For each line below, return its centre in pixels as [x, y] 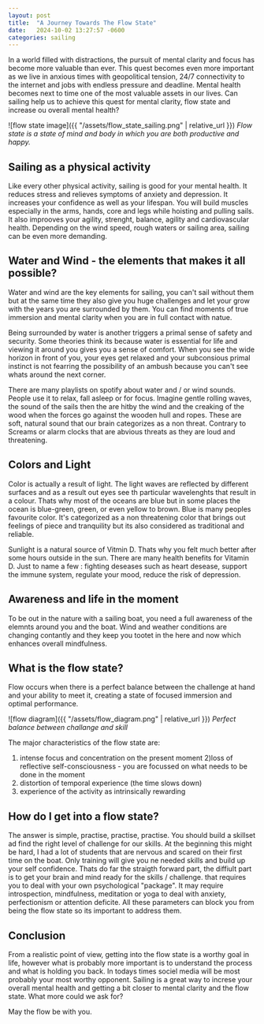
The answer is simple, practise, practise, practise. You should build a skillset [132, 836]
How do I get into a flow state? [84, 816]
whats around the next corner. [57, 374]
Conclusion [37, 935]
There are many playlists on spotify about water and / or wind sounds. [122, 389]
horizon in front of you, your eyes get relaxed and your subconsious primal [129, 357]
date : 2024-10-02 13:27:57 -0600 [67, 30]
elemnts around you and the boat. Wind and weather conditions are [117, 627]
